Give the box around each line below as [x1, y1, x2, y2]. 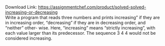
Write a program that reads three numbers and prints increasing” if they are [5, 15, 160, 20]
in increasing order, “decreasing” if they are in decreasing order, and [5, 20, 146, 25]
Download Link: [5, 4, 37, 10]
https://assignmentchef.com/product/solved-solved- [38, 4, 147, 10]
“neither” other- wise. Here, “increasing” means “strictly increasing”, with [5, 25, 156, 31]
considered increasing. [5, 35, 52, 41]
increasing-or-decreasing [5, 9, 58, 15]
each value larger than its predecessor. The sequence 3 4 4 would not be [5, 30, 156, 36]
